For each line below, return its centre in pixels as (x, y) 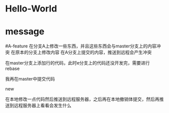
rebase (13, 68)
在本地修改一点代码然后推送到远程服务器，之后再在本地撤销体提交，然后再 (82, 99)
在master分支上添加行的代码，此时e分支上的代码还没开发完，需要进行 (77, 63)
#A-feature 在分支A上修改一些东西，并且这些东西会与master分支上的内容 (81, 46)
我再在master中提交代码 (30, 79)
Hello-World (31, 9)
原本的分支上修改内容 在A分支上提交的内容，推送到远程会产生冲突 (83, 52)
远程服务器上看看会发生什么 (43, 105)
